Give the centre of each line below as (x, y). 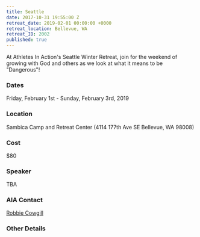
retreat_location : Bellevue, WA (47, 29)
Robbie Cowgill (25, 213)
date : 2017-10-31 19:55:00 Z (43, 17)
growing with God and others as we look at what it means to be (85, 63)
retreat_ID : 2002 (28, 34)
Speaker (19, 171)
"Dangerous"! (23, 69)
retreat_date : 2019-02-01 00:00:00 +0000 (59, 23)
